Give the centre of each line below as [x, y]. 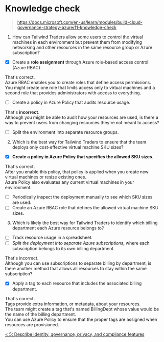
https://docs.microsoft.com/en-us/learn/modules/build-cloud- [80, 22]
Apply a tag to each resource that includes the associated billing [77, 284]
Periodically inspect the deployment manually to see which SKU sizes [82, 197]
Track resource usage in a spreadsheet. [52, 238]
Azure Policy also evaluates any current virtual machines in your [70, 182]
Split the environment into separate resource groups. [65, 132]
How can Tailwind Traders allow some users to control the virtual [78, 37]
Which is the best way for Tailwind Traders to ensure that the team [79, 142]
